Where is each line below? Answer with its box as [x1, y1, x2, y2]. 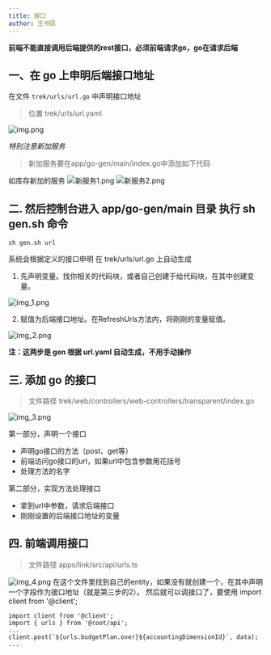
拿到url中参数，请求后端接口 [19, 501, 115, 510]
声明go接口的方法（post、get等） [19, 446, 133, 455]
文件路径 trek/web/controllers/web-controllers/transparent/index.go [28, 395, 255, 405]
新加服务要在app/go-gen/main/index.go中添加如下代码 [28, 158, 210, 168]
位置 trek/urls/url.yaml [28, 108, 103, 118]
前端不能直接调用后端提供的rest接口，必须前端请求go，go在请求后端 [8, 42, 239, 53]
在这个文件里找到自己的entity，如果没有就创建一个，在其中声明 [52, 577, 263, 586]
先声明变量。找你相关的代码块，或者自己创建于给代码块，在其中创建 [19, 272, 248, 281]
